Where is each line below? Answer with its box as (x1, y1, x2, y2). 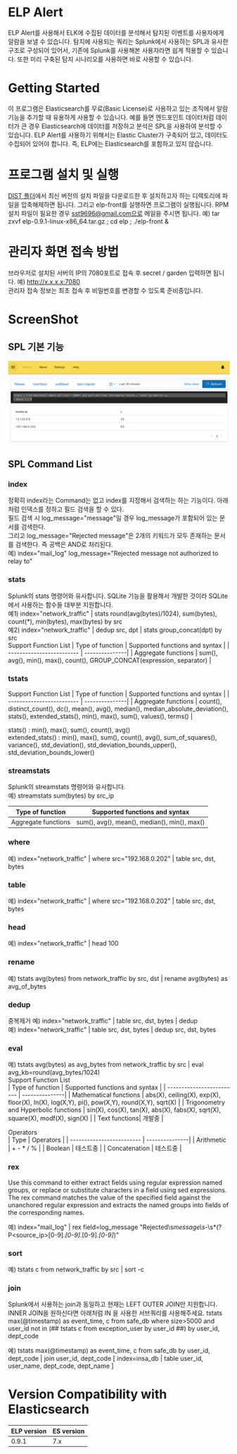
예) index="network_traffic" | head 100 (8, 939, 119, 948)
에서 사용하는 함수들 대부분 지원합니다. (8, 600, 113, 609)
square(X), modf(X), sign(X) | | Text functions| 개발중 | (8, 1114, 164, 1123)
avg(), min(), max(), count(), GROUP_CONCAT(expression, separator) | (8, 656, 212, 664)
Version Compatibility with (8, 1386, 167, 1403)
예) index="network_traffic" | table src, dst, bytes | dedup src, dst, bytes (8, 1025, 217, 1034)
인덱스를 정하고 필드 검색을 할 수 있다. (20, 505, 124, 513)
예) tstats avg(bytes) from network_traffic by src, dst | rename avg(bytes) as (8, 974, 228, 982)
